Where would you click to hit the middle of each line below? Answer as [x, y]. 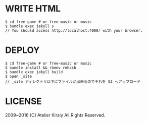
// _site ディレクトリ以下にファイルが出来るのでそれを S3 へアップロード [73, 82]
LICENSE [24, 101]
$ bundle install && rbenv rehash [41, 67]
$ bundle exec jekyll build [34, 72]
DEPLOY [23, 50]
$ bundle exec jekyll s [30, 26]
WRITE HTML [33, 9]
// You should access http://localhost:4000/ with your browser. [74, 30]
